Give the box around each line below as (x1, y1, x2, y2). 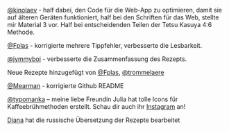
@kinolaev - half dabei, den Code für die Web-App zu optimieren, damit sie (7, 6, 222, 14)
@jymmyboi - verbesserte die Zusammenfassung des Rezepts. (7, 55, 187, 63)
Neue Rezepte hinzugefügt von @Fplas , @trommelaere (7, 69, 164, 76)
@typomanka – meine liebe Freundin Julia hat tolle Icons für (7, 95, 178, 103)
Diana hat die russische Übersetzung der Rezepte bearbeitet (7, 116, 180, 124)
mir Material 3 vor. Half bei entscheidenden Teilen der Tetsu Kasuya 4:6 (7, 21, 212, 28)
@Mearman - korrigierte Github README (7, 82, 124, 89)
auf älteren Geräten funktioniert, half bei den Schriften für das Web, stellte (7, 13, 219, 21)
